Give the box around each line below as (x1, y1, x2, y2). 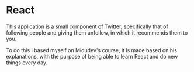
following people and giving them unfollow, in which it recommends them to (6, 29, 188, 36)
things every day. (6, 59, 48, 66)
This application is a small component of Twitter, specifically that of (6, 23, 168, 30)
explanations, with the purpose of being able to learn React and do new (6, 53, 178, 60)
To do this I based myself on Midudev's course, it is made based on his (6, 46, 177, 53)
